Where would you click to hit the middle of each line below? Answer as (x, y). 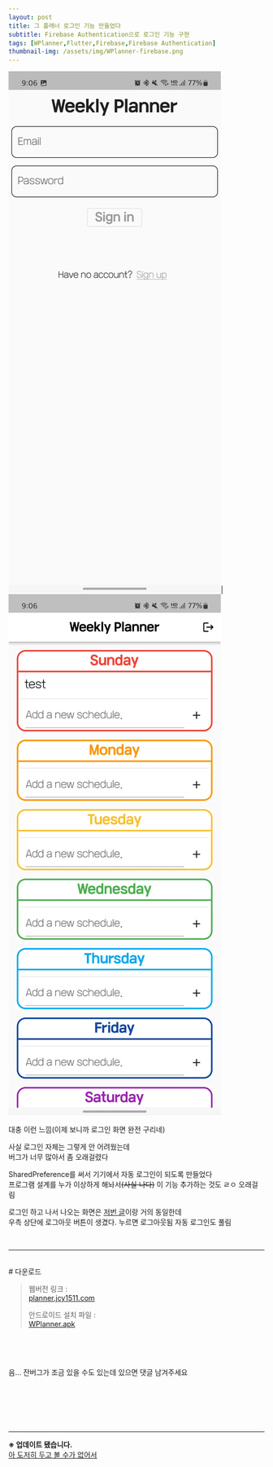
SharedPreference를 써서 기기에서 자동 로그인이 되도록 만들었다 (110, 1175)
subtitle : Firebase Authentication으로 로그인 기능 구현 (99, 34)
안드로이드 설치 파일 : (62, 1315)
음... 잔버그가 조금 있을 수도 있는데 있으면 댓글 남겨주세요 (98, 1373)
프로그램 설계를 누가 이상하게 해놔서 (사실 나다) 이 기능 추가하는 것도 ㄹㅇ (123, 1184)
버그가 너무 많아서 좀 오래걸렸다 (58, 1157)
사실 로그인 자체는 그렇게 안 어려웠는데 (69, 1147)
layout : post (30, 17)
